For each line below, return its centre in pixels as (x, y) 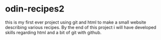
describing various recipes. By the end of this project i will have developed (81, 27)
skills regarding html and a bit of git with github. (53, 32)
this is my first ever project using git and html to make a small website (76, 22)
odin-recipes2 (35, 9)
